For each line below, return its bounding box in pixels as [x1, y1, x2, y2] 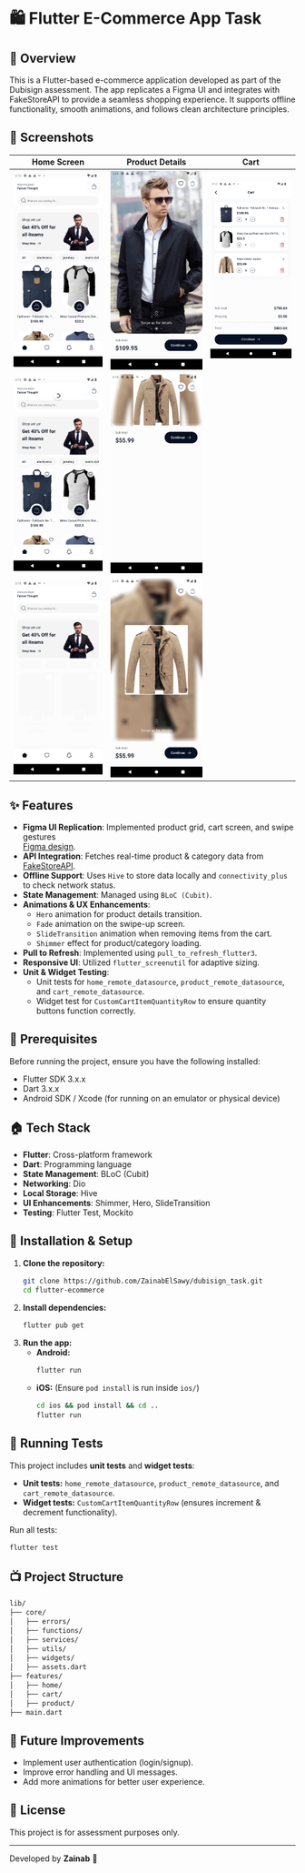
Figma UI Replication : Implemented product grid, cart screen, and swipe [22, 821, 294, 833]
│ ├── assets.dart [9, 1663, 88, 1672]
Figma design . [22, 841, 76, 852]
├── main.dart [9, 1708, 64, 1717]
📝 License [9, 1803, 66, 1818]
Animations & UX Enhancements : [22, 899, 151, 911]
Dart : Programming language [22, 1158, 132, 1170]
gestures [22, 831, 56, 842]
